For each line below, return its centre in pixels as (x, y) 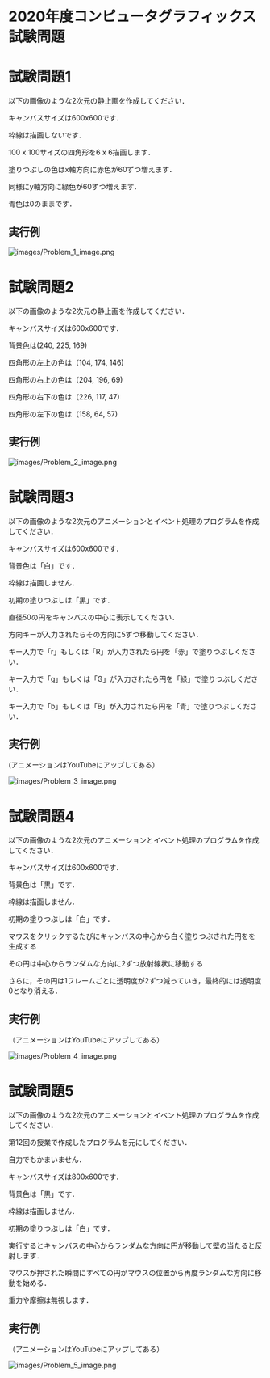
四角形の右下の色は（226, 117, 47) (64, 396)
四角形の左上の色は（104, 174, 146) (66, 362)
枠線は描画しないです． (47, 135)
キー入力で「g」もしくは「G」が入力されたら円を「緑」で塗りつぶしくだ (130, 678)
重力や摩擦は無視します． (51, 1300)
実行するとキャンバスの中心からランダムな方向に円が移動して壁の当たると (132, 1245)
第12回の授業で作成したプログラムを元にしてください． (100, 1143)
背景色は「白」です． (44, 565)
